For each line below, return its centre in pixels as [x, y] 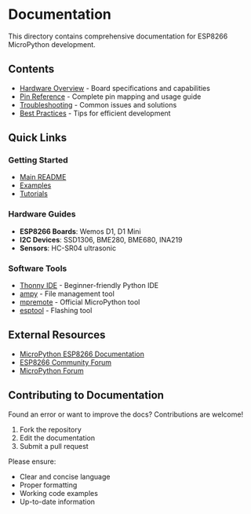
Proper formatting [48, 485]
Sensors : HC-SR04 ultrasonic [67, 248]
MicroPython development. [52, 44]
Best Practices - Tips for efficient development [95, 113]
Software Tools [38, 268]
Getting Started [38, 160]
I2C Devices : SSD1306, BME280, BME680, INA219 [101, 239]
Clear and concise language [65, 476]
